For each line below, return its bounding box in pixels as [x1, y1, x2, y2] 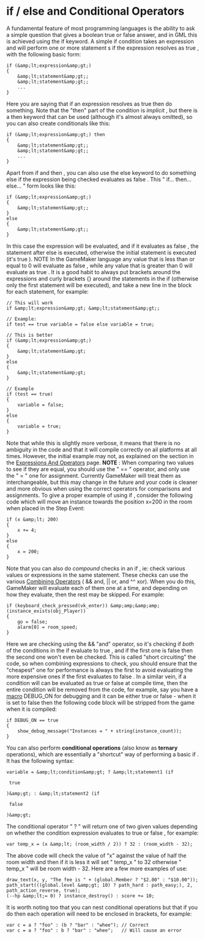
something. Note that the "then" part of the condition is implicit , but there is [6, 106, 198, 114]
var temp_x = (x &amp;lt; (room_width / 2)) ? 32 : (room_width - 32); [6, 841, 193, 847]
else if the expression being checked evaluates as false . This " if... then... [6, 175, 192, 183]
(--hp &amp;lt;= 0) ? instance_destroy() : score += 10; [6, 892, 155, 899]
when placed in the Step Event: [6, 504, 85, 512]
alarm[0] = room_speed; [17, 624, 78, 630]
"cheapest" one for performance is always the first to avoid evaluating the [6, 666, 193, 673]
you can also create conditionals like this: [6, 120, 110, 127]
